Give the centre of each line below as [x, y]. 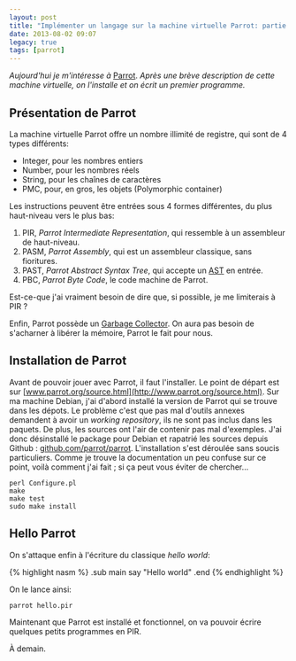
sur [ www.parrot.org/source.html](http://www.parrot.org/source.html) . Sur [144, 392]
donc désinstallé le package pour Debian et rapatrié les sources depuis [139, 439]
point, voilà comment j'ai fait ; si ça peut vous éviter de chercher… [129, 467]
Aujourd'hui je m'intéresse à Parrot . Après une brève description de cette [142, 75]
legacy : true [33, 42]
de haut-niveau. [51, 242]
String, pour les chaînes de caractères [91, 179]
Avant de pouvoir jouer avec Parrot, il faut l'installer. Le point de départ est [144, 382]
